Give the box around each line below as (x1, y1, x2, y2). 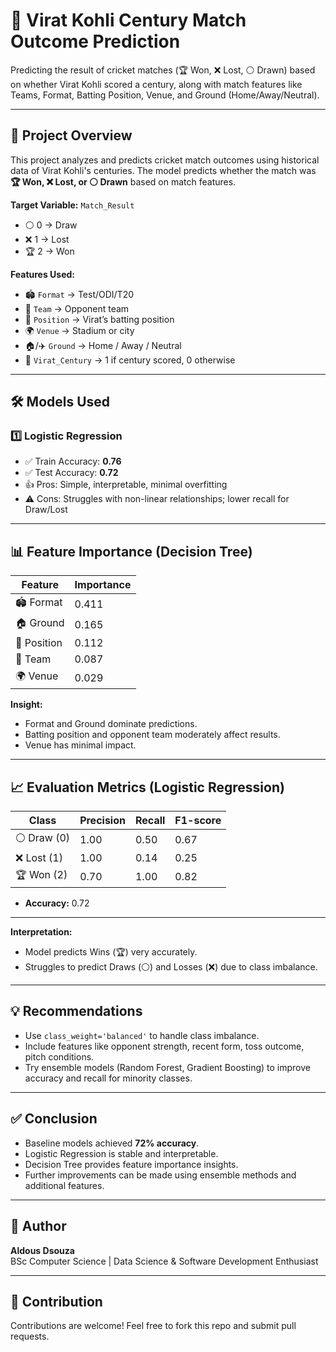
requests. (10, 1330, 50, 1343)
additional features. (24, 1179, 105, 1191)
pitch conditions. (24, 1050, 95, 1063)
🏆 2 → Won (24, 245, 75, 257)
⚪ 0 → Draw (24, 219, 78, 231)
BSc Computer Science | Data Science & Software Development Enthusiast (10, 1255, 319, 1267)
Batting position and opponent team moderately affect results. (24, 729, 281, 741)
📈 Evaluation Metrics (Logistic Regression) (10, 779, 285, 796)
